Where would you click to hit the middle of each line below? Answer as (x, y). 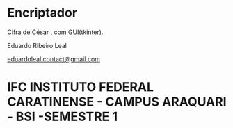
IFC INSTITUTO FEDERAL (81, 87)
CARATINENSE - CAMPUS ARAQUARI (117, 102)
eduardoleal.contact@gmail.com (54, 59)
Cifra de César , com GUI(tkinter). (55, 32)
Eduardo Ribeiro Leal (37, 45)
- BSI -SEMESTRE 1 (63, 117)
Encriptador (42, 13)
